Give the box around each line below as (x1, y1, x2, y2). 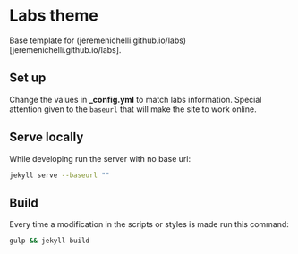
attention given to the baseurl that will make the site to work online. (9, 104, 257, 114)
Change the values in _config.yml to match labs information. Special (9, 94, 262, 105)
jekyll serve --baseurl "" (9, 171, 110, 180)
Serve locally (9, 130, 84, 145)
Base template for (9, 35, 75, 46)
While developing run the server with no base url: (9, 153, 191, 164)
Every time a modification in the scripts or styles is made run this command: (9, 219, 289, 230)
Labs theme (9, 5, 98, 26)
